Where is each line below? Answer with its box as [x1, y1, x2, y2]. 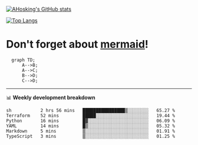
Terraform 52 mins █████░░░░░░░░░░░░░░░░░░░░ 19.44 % [6, 113, 176, 118]
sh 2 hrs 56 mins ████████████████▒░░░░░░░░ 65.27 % [6, 107, 176, 113]
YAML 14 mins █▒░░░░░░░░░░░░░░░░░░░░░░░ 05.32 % [6, 123, 176, 129]
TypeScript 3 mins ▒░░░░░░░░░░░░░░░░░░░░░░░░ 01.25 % [6, 133, 176, 139]
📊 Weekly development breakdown [6, 94, 95, 101]
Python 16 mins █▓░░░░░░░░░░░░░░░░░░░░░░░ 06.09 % [6, 118, 176, 124]
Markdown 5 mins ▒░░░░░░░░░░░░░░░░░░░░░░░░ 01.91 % [6, 128, 176, 134]
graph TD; [11, 57, 35, 63]
